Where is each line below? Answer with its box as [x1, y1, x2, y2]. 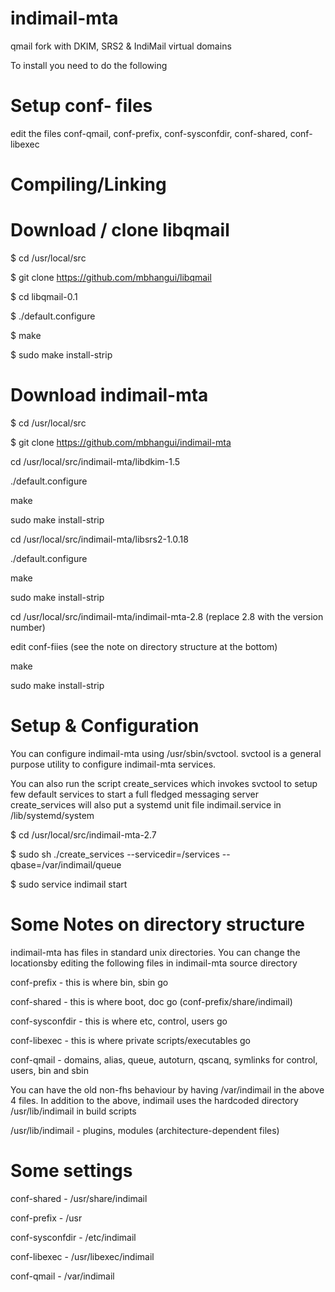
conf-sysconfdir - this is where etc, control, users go [10, 1015, 228, 1027]
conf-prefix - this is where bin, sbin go [10, 976, 169, 988]
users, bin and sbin [10, 1064, 89, 1076]
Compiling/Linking [10, 173, 167, 196]
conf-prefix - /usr [10, 1212, 83, 1224]
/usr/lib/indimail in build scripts [10, 1105, 137, 1117]
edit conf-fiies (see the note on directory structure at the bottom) [10, 640, 278, 652]
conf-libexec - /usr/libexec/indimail [10, 1250, 155, 1262]
